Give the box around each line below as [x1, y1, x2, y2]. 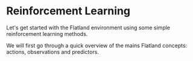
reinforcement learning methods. [6, 30, 88, 37]
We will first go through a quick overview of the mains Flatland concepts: [6, 42, 188, 49]
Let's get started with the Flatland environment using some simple [6, 24, 171, 31]
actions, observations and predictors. [6, 48, 100, 55]
